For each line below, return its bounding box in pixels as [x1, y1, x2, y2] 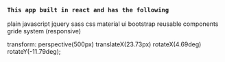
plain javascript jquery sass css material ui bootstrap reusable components [7, 20, 219, 28]
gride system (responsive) [7, 27, 81, 35]
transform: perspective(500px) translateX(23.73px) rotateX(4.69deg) [7, 40, 202, 48]
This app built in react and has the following [7, 6, 169, 14]
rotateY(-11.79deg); [7, 48, 61, 56]
